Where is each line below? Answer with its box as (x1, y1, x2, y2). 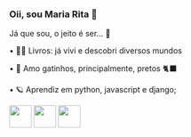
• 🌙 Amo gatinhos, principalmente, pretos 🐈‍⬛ (9, 63, 178, 74)
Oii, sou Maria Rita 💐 (9, 8, 98, 20)
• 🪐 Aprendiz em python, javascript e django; (9, 85, 177, 95)
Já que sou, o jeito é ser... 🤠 (9, 28, 111, 39)
